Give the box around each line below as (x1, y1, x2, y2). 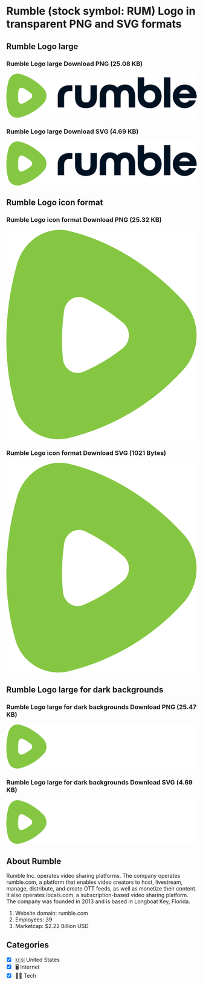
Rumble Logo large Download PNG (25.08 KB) (6, 59, 143, 68)
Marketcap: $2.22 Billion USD (14, 923, 89, 930)
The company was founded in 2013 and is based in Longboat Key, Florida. (6, 898, 190, 905)
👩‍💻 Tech (14, 972, 36, 979)
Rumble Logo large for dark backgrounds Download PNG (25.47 (6, 703, 197, 711)
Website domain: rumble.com (14, 910, 89, 917)
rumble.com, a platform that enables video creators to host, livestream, (6, 878, 183, 886)
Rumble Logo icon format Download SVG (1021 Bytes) (6, 448, 166, 457)
